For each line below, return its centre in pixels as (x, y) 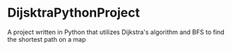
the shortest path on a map (47, 39)
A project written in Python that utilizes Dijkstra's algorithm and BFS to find (116, 32)
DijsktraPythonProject (73, 13)
